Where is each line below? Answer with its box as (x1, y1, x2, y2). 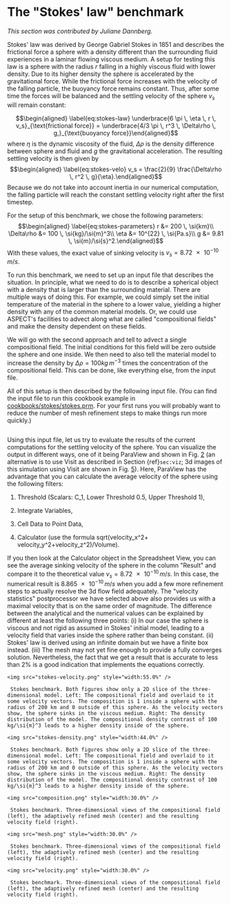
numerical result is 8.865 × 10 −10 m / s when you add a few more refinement (7, 578, 223, 587)
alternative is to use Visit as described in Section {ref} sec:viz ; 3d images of (7, 457, 223, 466)
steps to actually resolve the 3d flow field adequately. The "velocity (7, 587, 199, 595)
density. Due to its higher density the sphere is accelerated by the (7, 70, 194, 78)
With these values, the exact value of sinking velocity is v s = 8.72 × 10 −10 (7, 247, 219, 259)
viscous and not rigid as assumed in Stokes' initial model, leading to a (7, 623, 205, 632)
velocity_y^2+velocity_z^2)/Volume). (17, 540, 120, 549)
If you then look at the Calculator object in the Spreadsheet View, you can (7, 554, 216, 562)
